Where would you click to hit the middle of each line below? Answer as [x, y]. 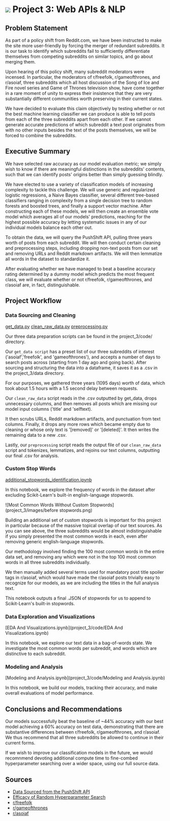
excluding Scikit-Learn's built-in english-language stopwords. [70, 495]
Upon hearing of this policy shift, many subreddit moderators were [75, 72]
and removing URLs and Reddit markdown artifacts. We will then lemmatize [84, 253]
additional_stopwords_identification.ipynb [49, 480]
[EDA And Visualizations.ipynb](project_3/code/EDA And [64, 628]
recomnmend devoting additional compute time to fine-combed [72, 758]
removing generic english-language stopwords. [55, 541]
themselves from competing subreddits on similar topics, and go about [79, 56]
